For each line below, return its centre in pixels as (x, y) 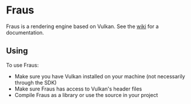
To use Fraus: (23, 65)
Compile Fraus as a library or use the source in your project (86, 95)
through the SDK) (35, 82)
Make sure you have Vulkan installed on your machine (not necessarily (100, 76)
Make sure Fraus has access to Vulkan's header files (78, 89)
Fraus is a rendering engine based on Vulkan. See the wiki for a (83, 26)
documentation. (25, 32)
